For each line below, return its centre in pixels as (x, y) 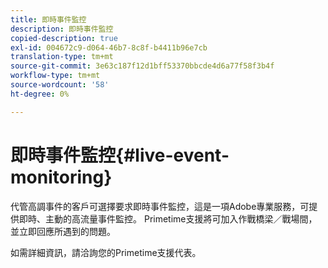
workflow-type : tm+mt (55, 76)
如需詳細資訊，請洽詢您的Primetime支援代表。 (106, 252)
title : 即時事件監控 (48, 19)
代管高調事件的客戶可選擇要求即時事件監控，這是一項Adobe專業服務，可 (160, 206)
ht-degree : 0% (40, 94)
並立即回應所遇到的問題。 (63, 231)
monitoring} (61, 177)
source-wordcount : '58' (60, 85)
